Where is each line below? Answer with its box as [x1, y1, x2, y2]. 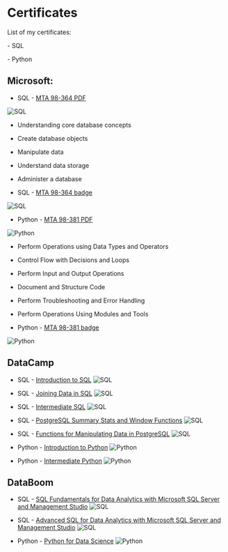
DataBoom [7, 476, 54, 489]
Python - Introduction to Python [17, 443, 108, 451]
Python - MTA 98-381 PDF [17, 215, 93, 224]
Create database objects [17, 134, 88, 142]
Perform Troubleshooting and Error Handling [17, 296, 145, 305]
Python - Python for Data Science [17, 537, 114, 545]
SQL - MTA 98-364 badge [17, 188, 92, 197]
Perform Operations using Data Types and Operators [17, 242, 169, 250]
